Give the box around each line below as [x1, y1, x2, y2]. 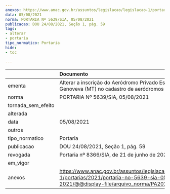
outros [8, 127, 24, 134]
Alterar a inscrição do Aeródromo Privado [59, 79, 158, 86]
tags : [5, 26, 17, 31]
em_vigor [8, 160, 29, 167]
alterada [8, 110, 28, 117]
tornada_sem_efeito [8, 102, 55, 109]
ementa [8, 82, 26, 89]
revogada [8, 151, 30, 159]
